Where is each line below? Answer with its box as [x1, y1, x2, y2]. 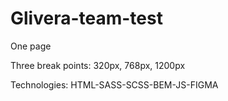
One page [10, 40, 52, 52]
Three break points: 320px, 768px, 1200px [10, 59, 186, 71]
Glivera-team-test [10, 7, 163, 30]
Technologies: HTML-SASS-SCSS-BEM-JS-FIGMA [10, 78, 219, 91]
